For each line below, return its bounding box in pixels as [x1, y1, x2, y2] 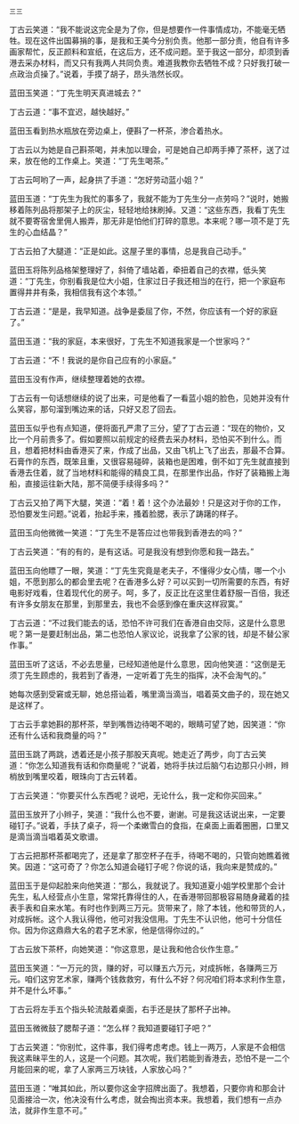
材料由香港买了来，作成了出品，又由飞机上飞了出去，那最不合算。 [47, 445, 290, 455]
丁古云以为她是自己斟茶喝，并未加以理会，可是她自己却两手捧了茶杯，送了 [9, 144, 282, 155]
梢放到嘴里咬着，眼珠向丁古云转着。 [9, 771, 142, 781]
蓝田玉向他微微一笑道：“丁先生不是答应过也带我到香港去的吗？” [9, 527, 243, 538]
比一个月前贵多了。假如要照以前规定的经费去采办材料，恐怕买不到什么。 [9, 434, 274, 444]
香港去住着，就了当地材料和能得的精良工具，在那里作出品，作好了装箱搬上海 [9, 468, 290, 477]
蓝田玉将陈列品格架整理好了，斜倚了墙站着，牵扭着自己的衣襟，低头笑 [9, 265, 267, 275]
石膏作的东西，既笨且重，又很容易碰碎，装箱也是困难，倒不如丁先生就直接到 [9, 456, 290, 467]
